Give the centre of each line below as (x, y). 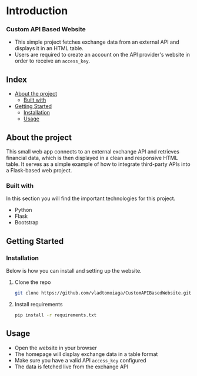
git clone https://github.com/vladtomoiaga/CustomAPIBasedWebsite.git (103, 293)
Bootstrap (26, 223)
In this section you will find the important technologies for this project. (91, 198)
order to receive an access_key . (52, 61)
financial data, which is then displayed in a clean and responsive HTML (92, 158)
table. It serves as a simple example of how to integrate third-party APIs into (98, 164)
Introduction (37, 11)
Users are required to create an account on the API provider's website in (102, 55)
